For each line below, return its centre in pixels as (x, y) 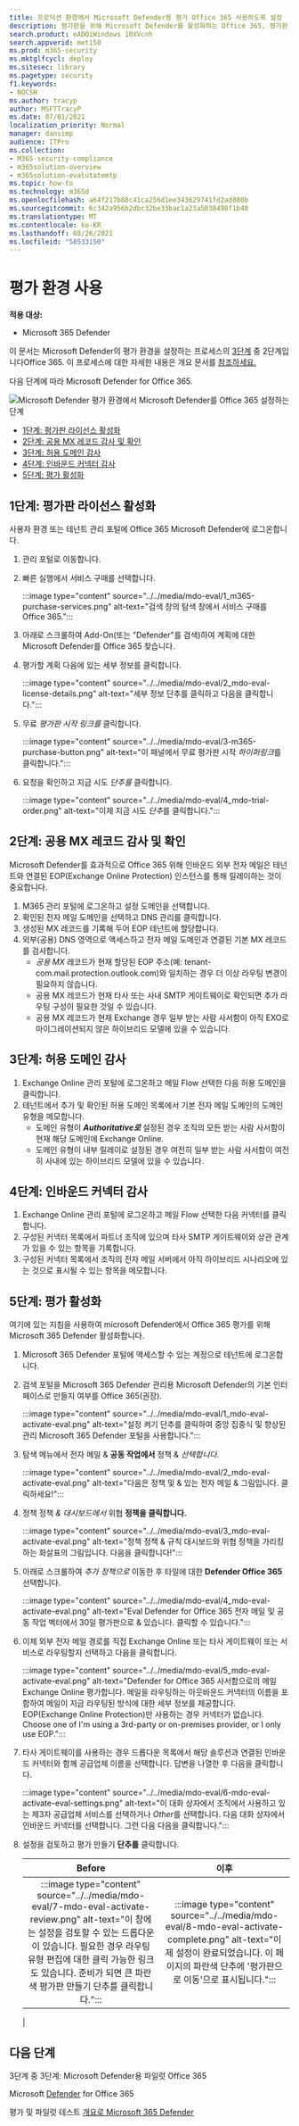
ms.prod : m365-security (53, 51)
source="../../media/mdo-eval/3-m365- (184, 741)
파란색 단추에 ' (222, 1966)
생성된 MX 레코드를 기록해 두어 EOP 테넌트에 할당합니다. (121, 928)
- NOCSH (24, 92)
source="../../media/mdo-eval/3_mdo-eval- (191, 1531)
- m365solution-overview (55, 167)
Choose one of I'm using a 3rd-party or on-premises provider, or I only (152, 1724)
